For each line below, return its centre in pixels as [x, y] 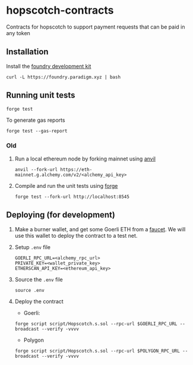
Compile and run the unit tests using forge [66, 185]
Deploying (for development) [61, 215]
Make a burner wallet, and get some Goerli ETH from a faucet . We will [100, 229]
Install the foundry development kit [49, 66]
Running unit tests [41, 95]
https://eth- [76, 169]
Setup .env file [33, 247]
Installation [27, 52]
